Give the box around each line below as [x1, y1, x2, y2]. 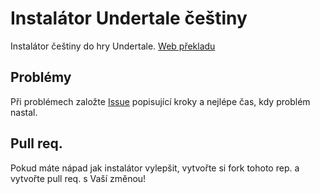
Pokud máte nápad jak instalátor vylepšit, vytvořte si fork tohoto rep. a [10, 162, 300, 174]
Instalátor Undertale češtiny [10, 7, 248, 30]
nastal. [10, 106, 38, 118]
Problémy [10, 69, 72, 86]
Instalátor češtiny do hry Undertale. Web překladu [10, 40, 216, 52]
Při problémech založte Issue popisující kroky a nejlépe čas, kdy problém [10, 95, 311, 107]
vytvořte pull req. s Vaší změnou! [10, 172, 147, 184]
